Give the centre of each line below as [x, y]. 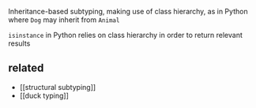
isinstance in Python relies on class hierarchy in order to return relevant [126, 35]
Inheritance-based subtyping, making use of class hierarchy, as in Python [128, 11]
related [26, 68]
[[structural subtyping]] [58, 87]
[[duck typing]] [44, 95]
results [19, 43]
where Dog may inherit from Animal [64, 20]
